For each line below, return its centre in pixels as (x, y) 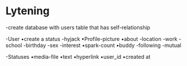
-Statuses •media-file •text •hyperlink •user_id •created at (78, 56)
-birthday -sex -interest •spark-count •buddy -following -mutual (102, 45)
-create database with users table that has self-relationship (78, 27)
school (14, 45)
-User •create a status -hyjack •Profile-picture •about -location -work (91, 39)
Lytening (28, 11)
